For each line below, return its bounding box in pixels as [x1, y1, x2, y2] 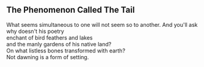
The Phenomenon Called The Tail [6, 5, 135, 15]
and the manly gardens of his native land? [6, 40, 112, 48]
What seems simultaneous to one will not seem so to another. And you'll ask [6, 21, 198, 28]
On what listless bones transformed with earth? [6, 47, 126, 54]
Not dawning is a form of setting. [6, 53, 89, 60]
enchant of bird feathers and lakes [6, 33, 93, 41]
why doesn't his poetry [6, 27, 64, 35]
